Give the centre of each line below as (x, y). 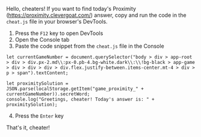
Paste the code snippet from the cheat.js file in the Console (89, 46)
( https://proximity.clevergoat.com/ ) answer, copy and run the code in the (96, 15)
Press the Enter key (39, 116)
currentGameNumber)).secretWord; (48, 94)
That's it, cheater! (28, 127)
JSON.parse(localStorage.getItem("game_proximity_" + (75, 89)
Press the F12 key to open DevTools (59, 33)
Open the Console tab (42, 40)
